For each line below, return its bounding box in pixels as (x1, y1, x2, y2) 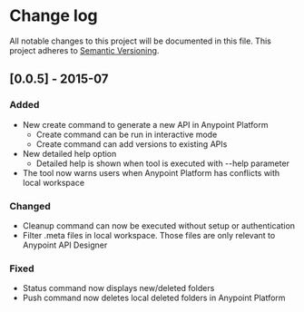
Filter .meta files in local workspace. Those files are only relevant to (22, 229, 276, 240)
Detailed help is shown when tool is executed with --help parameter (35, 158, 290, 169)
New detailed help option (22, 148, 117, 159)
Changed (9, 200, 52, 212)
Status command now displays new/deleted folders (22, 283, 215, 294)
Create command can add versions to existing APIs (35, 138, 228, 150)
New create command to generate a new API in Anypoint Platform (22, 119, 269, 130)
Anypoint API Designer (22, 239, 108, 250)
